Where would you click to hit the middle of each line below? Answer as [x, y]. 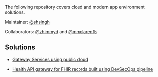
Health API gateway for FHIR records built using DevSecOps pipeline [82, 69]
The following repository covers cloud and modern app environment [75, 7]
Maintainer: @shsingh [27, 22]
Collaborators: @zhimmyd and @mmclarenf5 [51, 32]
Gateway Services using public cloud [50, 59]
